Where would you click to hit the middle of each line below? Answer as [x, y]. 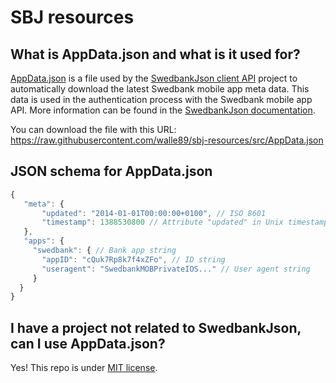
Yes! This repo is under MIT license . [84, 368]
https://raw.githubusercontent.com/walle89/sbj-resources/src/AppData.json [167, 140]
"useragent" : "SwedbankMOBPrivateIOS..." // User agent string [176, 269]
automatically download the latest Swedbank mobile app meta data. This [160, 89]
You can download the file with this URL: [93, 129]
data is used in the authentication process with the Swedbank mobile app [161, 99]
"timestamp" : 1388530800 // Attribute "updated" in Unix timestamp [185, 222]
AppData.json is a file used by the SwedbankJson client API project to [154, 78]
